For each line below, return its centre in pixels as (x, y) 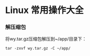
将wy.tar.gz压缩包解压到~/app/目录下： (46, 39)
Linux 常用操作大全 (44, 10)
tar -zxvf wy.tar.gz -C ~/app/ (38, 48)
